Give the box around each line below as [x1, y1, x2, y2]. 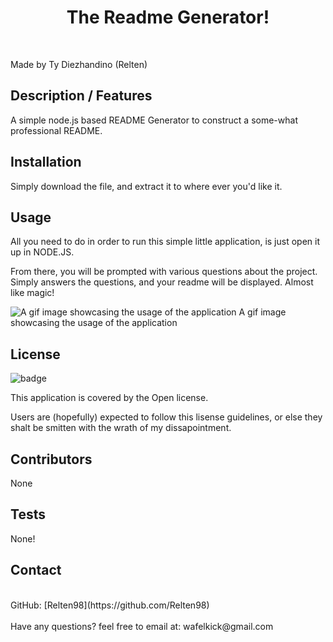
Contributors [10, 451, 93, 468]
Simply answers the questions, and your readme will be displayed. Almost [10, 276, 314, 288]
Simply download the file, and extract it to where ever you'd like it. [10, 180, 283, 192]
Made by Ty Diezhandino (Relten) [10, 58, 148, 70]
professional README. [10, 124, 103, 136]
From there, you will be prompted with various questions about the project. [10, 266, 318, 278]
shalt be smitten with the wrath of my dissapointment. [10, 422, 232, 434]
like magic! [10, 287, 55, 299]
